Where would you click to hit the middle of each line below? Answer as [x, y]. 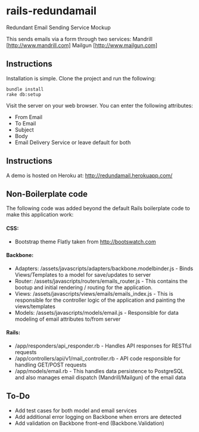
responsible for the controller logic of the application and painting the [100, 300]
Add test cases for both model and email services [76, 410]
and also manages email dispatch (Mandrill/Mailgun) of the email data [100, 377]
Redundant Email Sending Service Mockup [59, 27]
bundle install [25, 89]
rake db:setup [24, 94]
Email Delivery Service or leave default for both [73, 142]
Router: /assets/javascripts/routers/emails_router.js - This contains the [101, 281]
